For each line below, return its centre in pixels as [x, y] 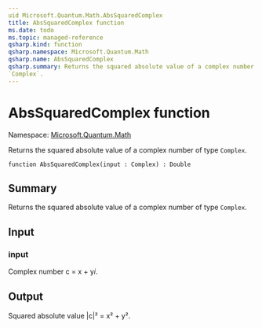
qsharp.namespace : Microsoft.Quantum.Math [78, 52]
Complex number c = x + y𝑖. [53, 271]
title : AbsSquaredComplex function [66, 23]
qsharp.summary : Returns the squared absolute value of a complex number [131, 67]
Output [25, 297]
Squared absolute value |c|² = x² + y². [69, 315]
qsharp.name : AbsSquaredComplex [61, 60]
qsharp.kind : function [45, 45]
